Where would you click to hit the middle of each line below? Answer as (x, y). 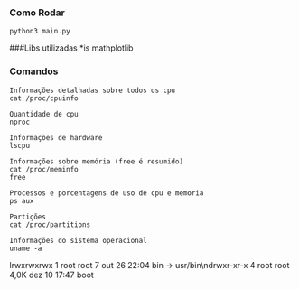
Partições (28, 217)
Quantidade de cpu (44, 114)
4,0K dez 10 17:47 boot (52, 275)
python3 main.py (40, 32)
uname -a (26, 248)
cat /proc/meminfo (44, 169)
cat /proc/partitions (50, 224)
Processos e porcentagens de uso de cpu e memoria (107, 193)
